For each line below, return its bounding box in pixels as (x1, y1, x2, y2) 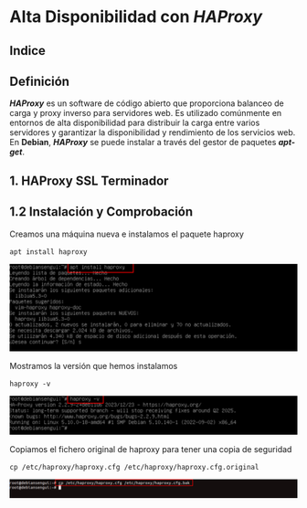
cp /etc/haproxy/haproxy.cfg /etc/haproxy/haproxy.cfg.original (9, 462, 259, 471)
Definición (9, 73, 70, 89)
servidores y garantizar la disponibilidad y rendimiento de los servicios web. (9, 127, 296, 138)
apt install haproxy (9, 247, 89, 257)
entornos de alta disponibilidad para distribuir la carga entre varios (9, 117, 260, 129)
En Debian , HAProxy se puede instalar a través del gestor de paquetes (9, 137, 277, 148)
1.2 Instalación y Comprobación (9, 204, 194, 220)
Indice (9, 43, 46, 58)
